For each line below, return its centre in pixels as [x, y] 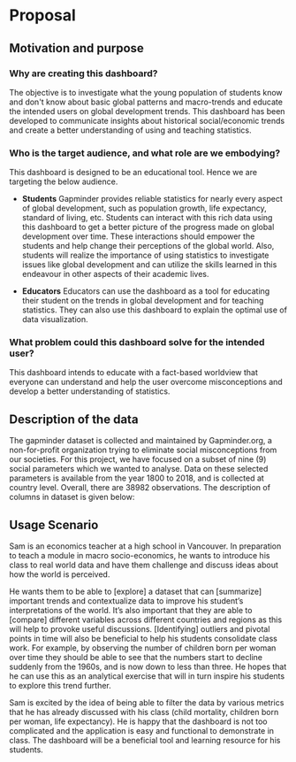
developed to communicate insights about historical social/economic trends [147, 120]
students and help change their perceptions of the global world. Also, [148, 246]
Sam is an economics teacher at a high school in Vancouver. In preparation [145, 546]
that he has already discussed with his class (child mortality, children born [144, 712]
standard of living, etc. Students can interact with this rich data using [147, 218]
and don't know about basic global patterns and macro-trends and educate [146, 102]
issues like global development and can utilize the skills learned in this [149, 265]
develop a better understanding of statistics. [90, 391]
